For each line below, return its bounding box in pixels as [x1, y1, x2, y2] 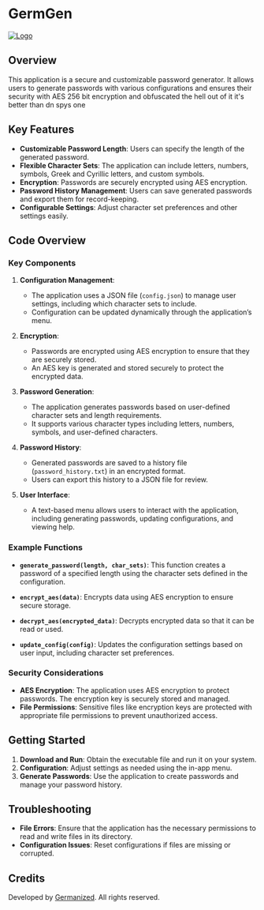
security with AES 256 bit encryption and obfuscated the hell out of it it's [8, 92, 244, 101]
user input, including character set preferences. [19, 648, 175, 657]
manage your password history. [19, 780, 123, 789]
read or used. [19, 624, 64, 634]
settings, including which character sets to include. [31, 299, 197, 309]
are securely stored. [31, 355, 97, 364]
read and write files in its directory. [19, 832, 132, 841]
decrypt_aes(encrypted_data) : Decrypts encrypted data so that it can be [19, 615, 255, 625]
